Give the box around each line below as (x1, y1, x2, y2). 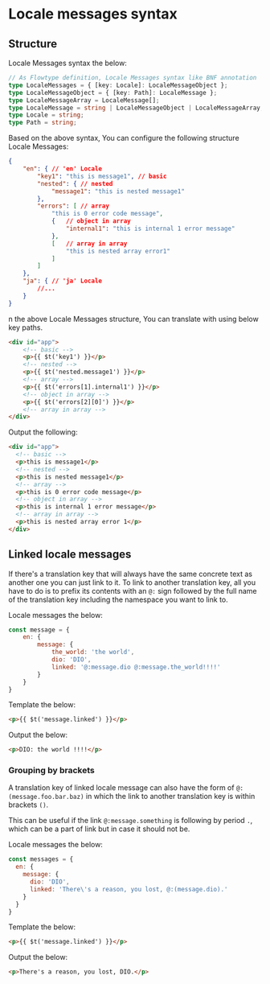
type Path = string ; (8, 118, 78, 127)
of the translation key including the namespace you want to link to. (8, 595, 229, 604)
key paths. (8, 323, 43, 332)
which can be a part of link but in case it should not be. (8, 824, 190, 834)
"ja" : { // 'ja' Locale (22, 277, 103, 286)
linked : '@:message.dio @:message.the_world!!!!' (51, 663, 221, 671)
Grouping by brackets (8, 765, 95, 776)
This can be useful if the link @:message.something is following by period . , (8, 816, 253, 825)
